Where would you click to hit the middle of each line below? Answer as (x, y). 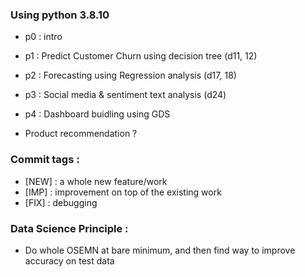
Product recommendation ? (81, 134)
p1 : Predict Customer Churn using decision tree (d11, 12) (141, 56)
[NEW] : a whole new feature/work (96, 181)
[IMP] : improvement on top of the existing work (123, 192)
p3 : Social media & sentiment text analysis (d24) (125, 95)
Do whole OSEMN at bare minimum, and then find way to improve (160, 250)
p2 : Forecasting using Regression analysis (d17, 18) (130, 75)
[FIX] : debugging (61, 202)
